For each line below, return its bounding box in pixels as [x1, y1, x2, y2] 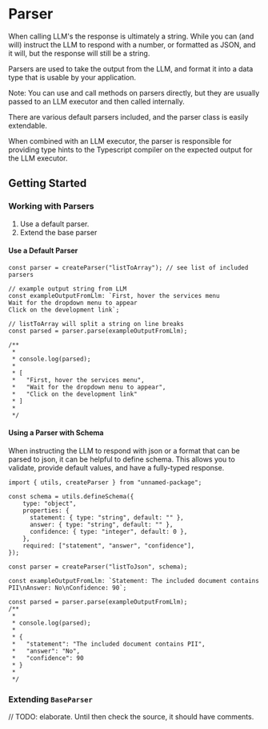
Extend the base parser [19, 227, 98, 237]
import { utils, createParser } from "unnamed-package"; [8, 479, 202, 487]
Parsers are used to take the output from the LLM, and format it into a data [8, 63, 254, 73]
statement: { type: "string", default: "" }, [29, 514, 184, 522]
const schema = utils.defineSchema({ [8, 493, 134, 501]
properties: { [22, 507, 70, 515]
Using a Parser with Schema [8, 428, 104, 438]
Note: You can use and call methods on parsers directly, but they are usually [8, 88, 260, 97]
